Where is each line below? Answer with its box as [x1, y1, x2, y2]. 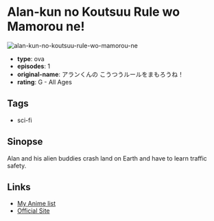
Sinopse [7, 136, 43, 148]
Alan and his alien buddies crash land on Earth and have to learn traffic [7, 154, 207, 162]
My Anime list [16, 200, 56, 208]
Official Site [16, 207, 50, 215]
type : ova [16, 54, 45, 62]
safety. [7, 161, 27, 170]
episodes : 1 [16, 62, 50, 70]
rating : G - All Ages [16, 78, 72, 86]
